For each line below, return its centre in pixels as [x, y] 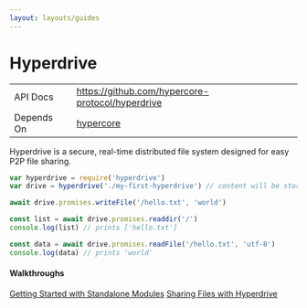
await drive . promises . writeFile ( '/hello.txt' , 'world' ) [118, 203]
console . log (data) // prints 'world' [81, 252]
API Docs [34, 97]
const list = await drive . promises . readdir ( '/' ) [104, 219]
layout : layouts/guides [55, 18]
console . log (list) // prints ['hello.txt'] [94, 228]
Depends [33, 117]
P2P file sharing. [40, 161]
